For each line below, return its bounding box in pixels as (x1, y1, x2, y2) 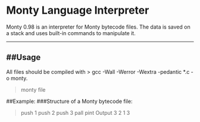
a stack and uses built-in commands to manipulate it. (6, 29, 136, 36)
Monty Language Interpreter (6, 4, 149, 17)
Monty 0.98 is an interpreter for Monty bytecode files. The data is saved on (6, 23, 190, 30)
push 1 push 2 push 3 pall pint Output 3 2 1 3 (20, 109, 130, 116)
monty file (20, 86, 46, 93)
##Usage (6, 52, 41, 62)
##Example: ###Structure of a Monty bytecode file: (6, 98, 133, 105)
